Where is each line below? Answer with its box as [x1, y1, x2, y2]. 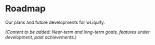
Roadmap [5, 3, 46, 14]
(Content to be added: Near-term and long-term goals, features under [5, 29, 150, 35]
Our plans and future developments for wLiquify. [5, 19, 105, 25]
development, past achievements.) [5, 34, 76, 40]
